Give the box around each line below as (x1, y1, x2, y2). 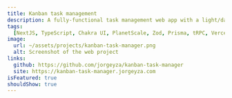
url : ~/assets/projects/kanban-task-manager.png (13, 42, 156, 49)
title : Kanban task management (7, 10, 97, 17)
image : (7, 36, 26, 43)
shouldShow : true (7, 81, 57, 88)
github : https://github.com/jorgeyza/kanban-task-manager (13, 61, 184, 68)
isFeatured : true (7, 74, 57, 81)
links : (7, 55, 26, 62)
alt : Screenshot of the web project (13, 49, 119, 56)
